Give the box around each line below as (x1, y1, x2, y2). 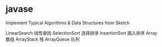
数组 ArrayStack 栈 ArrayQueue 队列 (5, 36, 80, 42)
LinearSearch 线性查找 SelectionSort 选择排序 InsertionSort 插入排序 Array (5, 30, 158, 36)
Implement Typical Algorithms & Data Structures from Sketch (5, 20, 130, 26)
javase (5, 3, 34, 15)
